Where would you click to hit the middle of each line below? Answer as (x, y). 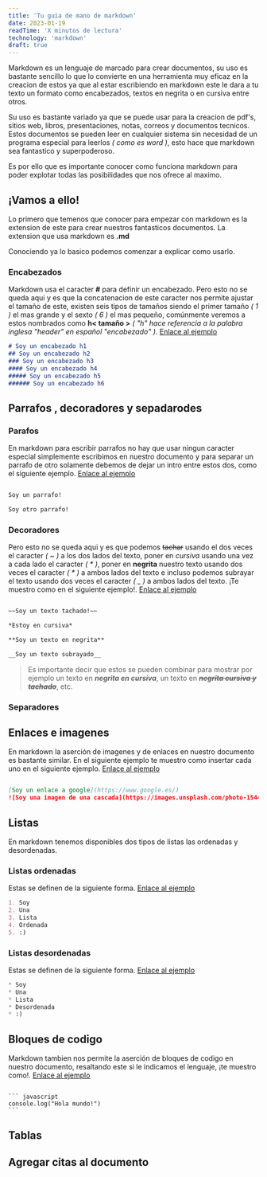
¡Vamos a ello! (44, 200)
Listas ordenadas (43, 870)
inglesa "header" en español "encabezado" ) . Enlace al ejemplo (113, 332)
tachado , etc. (50, 686)
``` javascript (33, 1097)
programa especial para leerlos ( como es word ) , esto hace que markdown (132, 143)
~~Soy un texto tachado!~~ (53, 611)
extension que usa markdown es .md (69, 236)
